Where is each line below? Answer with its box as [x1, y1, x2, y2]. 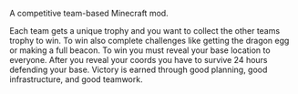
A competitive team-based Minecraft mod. [9, 8, 169, 18]
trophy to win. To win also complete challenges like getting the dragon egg [9, 36, 290, 46]
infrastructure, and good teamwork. [9, 74, 143, 85]
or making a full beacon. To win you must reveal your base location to [9, 45, 271, 56]
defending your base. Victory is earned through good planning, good [9, 64, 268, 75]
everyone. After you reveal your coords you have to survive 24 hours [9, 55, 268, 65]
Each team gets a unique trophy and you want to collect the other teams [9, 26, 281, 36]
